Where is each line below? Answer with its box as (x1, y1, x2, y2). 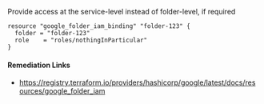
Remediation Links (7, 60, 71, 70)
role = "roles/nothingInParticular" (14, 36, 148, 44)
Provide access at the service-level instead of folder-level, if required (7, 7, 236, 16)
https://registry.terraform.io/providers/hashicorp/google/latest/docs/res (18, 78, 256, 87)
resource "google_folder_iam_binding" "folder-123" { (7, 22, 191, 30)
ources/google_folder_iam (18, 86, 106, 96)
